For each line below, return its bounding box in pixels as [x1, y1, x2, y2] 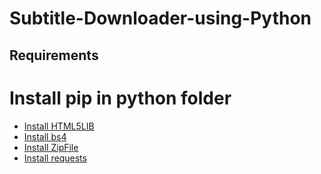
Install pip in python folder [9, 87, 232, 109]
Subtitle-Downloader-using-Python [9, 7, 312, 30]
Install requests [23, 152, 87, 164]
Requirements [9, 47, 99, 64]
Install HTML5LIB [23, 120, 95, 132]
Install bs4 [23, 130, 67, 142]
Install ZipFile [23, 141, 79, 153]
